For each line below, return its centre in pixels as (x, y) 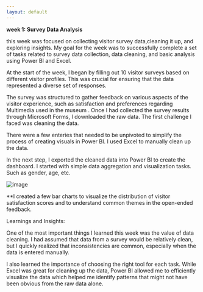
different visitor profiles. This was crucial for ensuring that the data (90, 79)
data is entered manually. (38, 252)
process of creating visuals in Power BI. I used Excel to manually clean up (98, 141)
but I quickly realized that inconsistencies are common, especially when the (101, 246)
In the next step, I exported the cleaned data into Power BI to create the (96, 160)
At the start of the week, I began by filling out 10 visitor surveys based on (98, 72)
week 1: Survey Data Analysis (45, 29)
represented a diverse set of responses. (56, 85)
